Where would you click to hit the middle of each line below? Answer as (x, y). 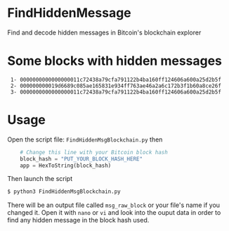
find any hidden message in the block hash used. (78, 220)
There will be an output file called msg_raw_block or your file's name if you (113, 205)
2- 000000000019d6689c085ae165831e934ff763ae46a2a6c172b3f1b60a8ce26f (116, 86)
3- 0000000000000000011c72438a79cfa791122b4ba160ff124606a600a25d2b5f (116, 92)
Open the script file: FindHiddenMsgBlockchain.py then (85, 139)
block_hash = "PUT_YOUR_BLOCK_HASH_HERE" (81, 159)
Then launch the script (40, 179)
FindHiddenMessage (69, 13)
